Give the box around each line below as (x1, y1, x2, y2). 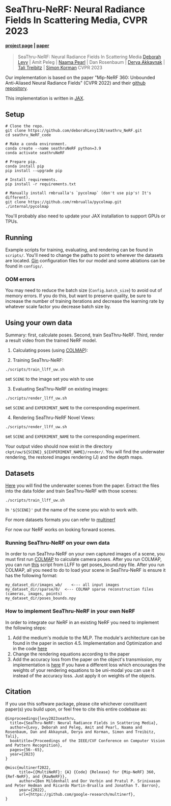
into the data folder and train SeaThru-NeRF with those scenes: (5, 487, 138, 494)
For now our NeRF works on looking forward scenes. (5, 526, 116, 532)
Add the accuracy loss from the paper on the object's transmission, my (12, 656, 162, 662)
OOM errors (5, 276, 35, 283)
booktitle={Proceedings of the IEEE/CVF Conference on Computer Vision (10, 739, 165, 744)
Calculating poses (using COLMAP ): (12, 347, 88, 353)
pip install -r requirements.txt (5, 182, 76, 187)
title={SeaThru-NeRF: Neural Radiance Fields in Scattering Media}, (10, 721, 158, 726)
